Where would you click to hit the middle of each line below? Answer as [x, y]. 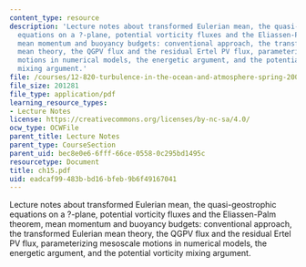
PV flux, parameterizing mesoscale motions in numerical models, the [138, 243]
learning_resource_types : [58, 103]
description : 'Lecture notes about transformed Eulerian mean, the [140, 26]
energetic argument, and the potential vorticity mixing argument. [130, 253]
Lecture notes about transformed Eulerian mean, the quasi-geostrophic [143, 205]
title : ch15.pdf [40, 170]
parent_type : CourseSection [63, 145]
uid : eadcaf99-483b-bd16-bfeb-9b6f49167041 [93, 179]
